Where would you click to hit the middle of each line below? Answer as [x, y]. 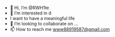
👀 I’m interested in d [31, 13]
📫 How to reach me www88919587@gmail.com [60, 29]
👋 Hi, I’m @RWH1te [29, 8]
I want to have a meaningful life [42, 18]
